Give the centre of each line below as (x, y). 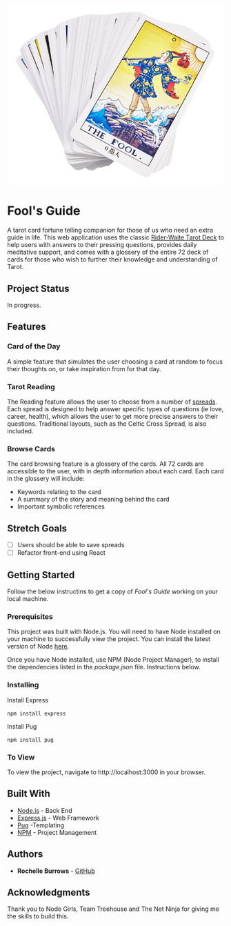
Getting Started (41, 575)
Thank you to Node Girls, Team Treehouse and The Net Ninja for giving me (113, 909)
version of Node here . (38, 647)
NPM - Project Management (57, 832)
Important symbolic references (61, 506)
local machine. (28, 599)
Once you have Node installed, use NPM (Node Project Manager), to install (113, 660)
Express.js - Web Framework (58, 818)
